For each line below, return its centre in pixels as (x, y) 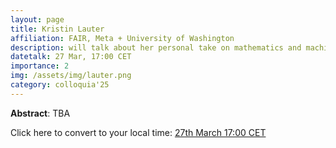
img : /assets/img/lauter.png (71, 76)
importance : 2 (40, 66)
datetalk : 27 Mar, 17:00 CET (71, 57)
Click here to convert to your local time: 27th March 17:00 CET (138, 132)
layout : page (37, 19)
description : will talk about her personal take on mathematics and (156, 47)
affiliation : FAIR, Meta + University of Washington (122, 38)
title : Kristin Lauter (57, 29)
